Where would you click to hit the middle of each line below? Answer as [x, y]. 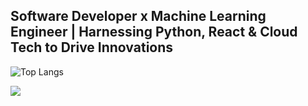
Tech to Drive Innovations [92, 47]
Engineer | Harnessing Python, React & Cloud [154, 32]
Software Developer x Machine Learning [138, 16]
